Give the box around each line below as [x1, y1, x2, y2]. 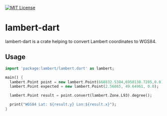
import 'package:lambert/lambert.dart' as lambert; [5, 66, 114, 71]
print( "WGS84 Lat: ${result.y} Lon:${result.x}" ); [9, 102, 117, 107]
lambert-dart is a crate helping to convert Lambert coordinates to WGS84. [5, 38, 157, 44]
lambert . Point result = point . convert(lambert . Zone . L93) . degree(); [9, 93, 153, 98]
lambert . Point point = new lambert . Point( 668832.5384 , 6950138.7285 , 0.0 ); [9, 79, 166, 84]
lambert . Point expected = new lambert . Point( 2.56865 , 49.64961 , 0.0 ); [9, 84, 159, 89]
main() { [5, 75, 23, 80]
